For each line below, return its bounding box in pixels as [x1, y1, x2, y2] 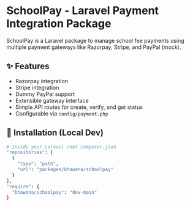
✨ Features [6, 61, 50, 72]
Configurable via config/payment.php [15, 109, 108, 117]
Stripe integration [15, 84, 59, 91]
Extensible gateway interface [15, 97, 89, 104]
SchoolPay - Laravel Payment [6, 4, 159, 18]
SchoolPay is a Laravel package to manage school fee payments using [6, 37, 185, 44]
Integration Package [6, 17, 112, 31]
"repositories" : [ [6, 149, 53, 156]
